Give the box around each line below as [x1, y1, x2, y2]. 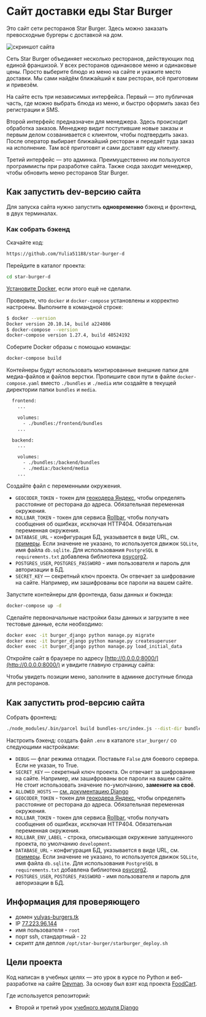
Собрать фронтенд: [6, 714, 58, 721]
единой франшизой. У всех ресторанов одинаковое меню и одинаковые [6, 61, 197, 69]
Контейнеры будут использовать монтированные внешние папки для [6, 367, 189, 374]
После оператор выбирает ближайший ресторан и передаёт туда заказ [6, 137, 194, 145]
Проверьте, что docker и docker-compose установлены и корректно [6, 297, 179, 304]
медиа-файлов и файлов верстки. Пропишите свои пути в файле [6, 373, 176, 380]
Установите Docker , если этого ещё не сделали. [6, 284, 132, 292]
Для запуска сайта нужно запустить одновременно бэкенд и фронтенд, [6, 203, 197, 210]
